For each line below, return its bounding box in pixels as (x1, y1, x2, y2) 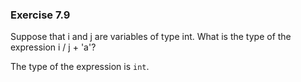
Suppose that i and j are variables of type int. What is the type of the (10, 31, 292, 43)
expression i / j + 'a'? (10, 41, 97, 53)
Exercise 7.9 (10, 8, 71, 22)
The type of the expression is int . (10, 61, 150, 73)
